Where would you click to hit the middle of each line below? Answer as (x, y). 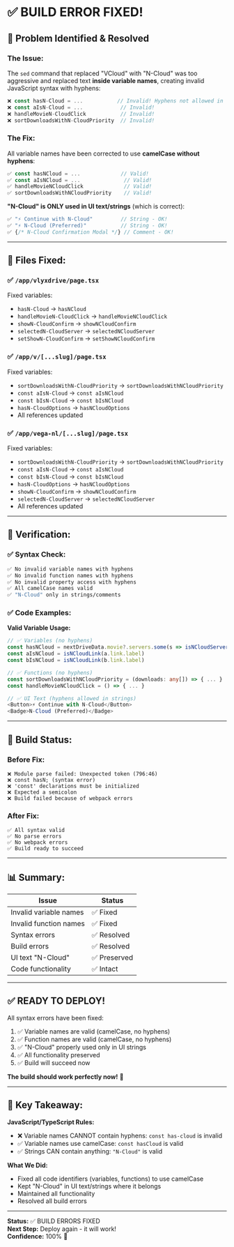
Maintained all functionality (56, 1193)
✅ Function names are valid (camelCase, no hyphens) (94, 1039)
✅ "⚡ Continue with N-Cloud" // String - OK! (88, 219)
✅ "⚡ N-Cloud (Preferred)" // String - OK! (88, 226)
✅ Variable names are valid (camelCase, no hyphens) (94, 1031)
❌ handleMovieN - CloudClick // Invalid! (81, 114)
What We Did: (28, 1165)
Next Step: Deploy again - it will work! (62, 1229)
